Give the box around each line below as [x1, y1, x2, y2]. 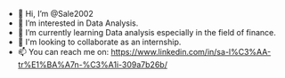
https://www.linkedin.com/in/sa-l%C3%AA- [110, 47, 272, 57]
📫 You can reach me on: [17, 47, 110, 57]
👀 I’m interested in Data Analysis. [17, 18, 139, 28]
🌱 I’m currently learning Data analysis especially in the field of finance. [17, 27, 276, 37]
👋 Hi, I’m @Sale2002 [17, 9, 94, 19]
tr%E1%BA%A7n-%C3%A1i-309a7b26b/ [17, 59, 167, 70]
